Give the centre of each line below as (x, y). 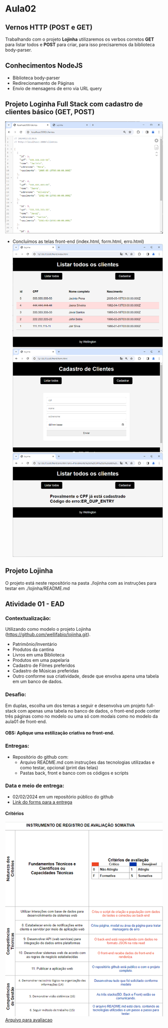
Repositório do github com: (40, 757)
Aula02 (21, 9)
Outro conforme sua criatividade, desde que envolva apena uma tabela (85, 676)
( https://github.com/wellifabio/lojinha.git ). (48, 634)
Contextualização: (28, 618)
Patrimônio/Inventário (35, 644)
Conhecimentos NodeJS (44, 66)
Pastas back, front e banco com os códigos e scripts (74, 773)
